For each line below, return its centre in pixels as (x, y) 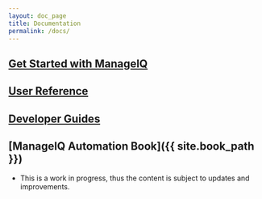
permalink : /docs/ (39, 31)
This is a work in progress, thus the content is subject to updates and (135, 178)
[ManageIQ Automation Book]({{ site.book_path (131, 146)
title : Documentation (45, 23)
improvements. (45, 187)
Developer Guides (54, 119)
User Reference (48, 91)
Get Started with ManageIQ (78, 64)
